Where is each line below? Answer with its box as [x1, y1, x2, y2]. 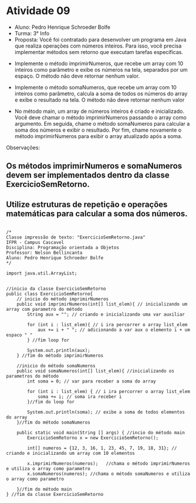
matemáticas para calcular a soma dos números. [6, 209, 188, 219]
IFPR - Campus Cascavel [6, 240, 65, 246]
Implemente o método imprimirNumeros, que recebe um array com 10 [14, 60, 184, 67]
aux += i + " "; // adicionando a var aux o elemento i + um [37, 327, 191, 333]
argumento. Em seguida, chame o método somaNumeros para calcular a [14, 120, 190, 127]
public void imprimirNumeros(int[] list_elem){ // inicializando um [16, 301, 188, 307]
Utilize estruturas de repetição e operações [6, 199, 168, 209]
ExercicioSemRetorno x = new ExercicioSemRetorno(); [27, 435, 159, 441]
